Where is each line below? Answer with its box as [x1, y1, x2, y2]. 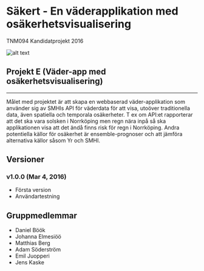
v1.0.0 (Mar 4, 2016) [6, 173, 67, 181]
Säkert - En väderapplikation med [6, 4, 178, 18]
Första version [15, 187, 52, 194]
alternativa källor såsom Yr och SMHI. [6, 137, 101, 144]
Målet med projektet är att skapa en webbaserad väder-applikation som [6, 98, 185, 105]
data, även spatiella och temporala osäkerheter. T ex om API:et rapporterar [6, 111, 193, 118]
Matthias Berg [15, 239, 50, 247]
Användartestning [15, 193, 60, 200]
